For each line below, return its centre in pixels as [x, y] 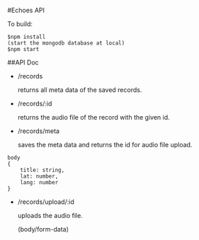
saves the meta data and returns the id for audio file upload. [105, 145]
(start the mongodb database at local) [66, 43]
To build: [20, 24]
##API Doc [23, 62]
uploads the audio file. [50, 216]
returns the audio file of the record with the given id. [93, 117]
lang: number [39, 183]
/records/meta [39, 131]
